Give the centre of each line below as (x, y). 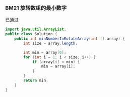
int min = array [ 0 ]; (45, 52)
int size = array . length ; (51, 43)
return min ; (36, 81)
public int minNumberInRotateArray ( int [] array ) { (70, 39)
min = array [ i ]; (58, 66)
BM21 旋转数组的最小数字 (36, 8)
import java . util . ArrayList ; (36, 29)
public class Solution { (31, 34)
